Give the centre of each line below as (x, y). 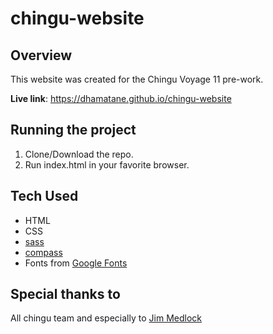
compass (43, 252)
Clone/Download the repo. (79, 154)
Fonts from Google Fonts (76, 263)
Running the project (73, 130)
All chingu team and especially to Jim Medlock (106, 318)
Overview (41, 55)
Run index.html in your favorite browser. (107, 164)
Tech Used (44, 196)
